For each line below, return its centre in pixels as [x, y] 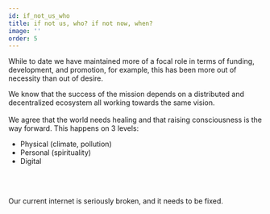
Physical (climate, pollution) [66, 144]
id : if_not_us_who [39, 16]
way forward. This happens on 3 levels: [74, 128]
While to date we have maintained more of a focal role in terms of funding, [132, 61]
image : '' [25, 31]
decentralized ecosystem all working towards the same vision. [112, 103]
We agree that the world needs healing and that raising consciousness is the [135, 120]
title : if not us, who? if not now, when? [81, 23]
